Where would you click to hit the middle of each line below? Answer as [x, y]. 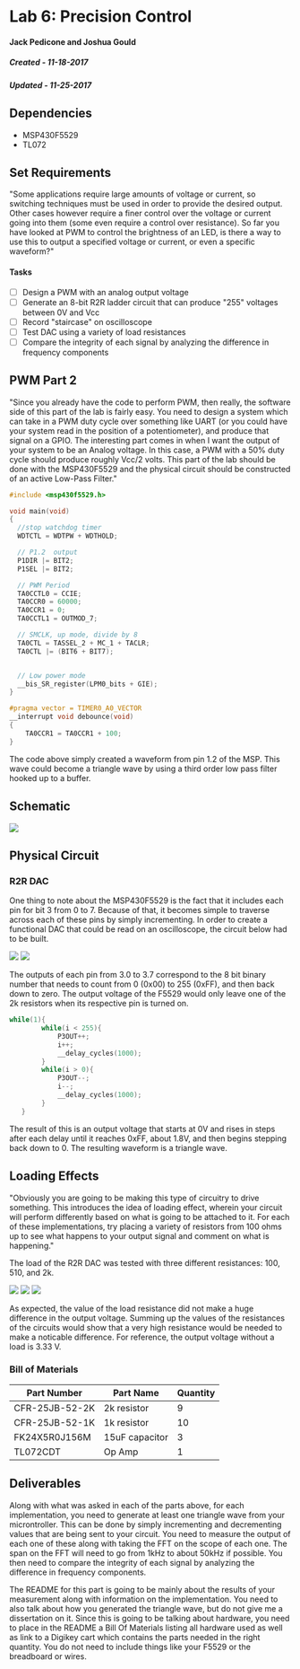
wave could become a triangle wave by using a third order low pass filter [143, 769]
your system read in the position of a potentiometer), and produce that [139, 430]
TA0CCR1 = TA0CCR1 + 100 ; [74, 733]
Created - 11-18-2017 [49, 62]
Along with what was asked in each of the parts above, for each [127, 1505]
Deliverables [45, 1484]
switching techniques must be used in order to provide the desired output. [146, 204]
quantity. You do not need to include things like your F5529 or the [130, 1647]
